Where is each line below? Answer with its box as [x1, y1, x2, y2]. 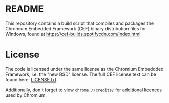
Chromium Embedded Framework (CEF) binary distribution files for [5, 25, 146, 31]
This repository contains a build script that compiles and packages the [5, 20, 154, 26]
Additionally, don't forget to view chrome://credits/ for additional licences [5, 87, 162, 93]
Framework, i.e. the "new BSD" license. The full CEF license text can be [5, 71, 156, 77]
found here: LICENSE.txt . [5, 76, 58, 83]
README [5, 3, 44, 15]
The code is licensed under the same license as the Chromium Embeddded [5, 66, 164, 72]
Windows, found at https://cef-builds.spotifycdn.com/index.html [5, 31, 141, 37]
